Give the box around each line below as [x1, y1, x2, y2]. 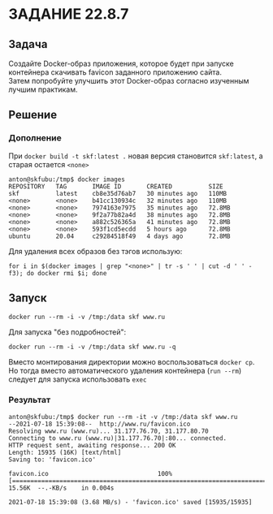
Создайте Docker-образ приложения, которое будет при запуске [8, 58, 234, 68]
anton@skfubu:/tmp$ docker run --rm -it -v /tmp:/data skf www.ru [8, 412, 238, 421]
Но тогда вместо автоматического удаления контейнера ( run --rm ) [8, 365, 242, 375]
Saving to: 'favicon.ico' [8, 456, 96, 464]
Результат [8, 395, 51, 406]
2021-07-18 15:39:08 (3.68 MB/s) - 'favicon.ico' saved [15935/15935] [8, 498, 253, 506]
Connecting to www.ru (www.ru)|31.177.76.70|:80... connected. [8, 434, 227, 443]
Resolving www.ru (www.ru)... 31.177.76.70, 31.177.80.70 [8, 427, 209, 435]
